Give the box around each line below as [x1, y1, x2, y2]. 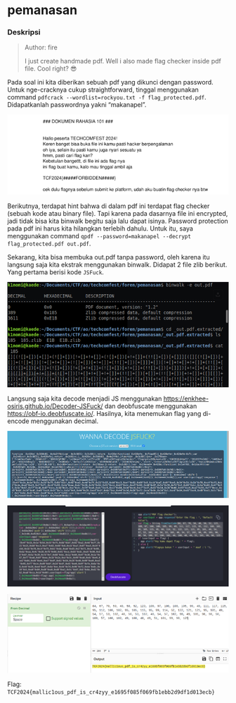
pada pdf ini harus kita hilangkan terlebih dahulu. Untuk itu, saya [7, 224, 193, 233]
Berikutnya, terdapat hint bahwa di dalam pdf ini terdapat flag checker [7, 202, 210, 210]
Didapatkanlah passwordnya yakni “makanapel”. [7, 101, 147, 109]
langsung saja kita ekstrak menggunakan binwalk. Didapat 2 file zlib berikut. [7, 260, 228, 269]
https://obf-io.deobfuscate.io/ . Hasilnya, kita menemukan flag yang [7, 410, 202, 418]
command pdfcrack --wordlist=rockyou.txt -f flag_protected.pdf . [7, 93, 207, 102]
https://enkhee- [163, 394, 209, 403]
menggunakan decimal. [30, 417, 99, 425]
